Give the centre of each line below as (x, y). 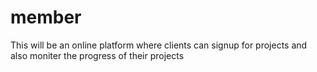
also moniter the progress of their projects (97, 55)
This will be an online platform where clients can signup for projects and (159, 45)
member (46, 17)
